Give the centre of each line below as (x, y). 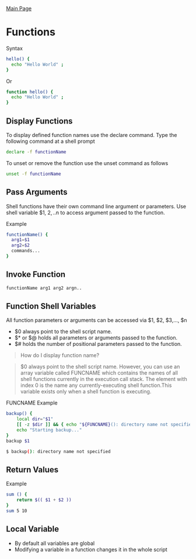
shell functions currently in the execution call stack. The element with (104, 379)
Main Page (19, 8)
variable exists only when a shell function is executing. (86, 392)
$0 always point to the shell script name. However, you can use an (100, 367)
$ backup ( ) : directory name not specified (58, 451)
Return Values (32, 470)
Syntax (15, 48)
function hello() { (30, 92)
